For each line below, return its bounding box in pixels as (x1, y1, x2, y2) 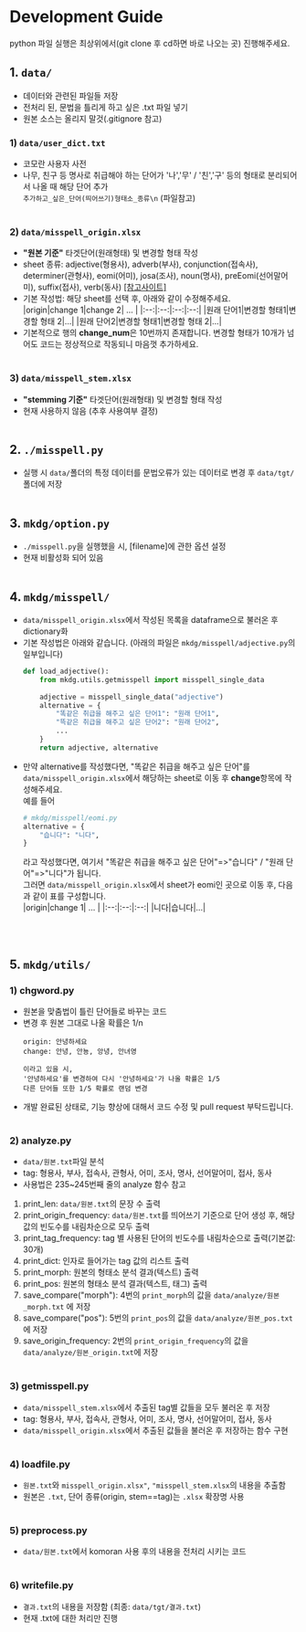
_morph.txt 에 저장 (22, 1301, 91, 1312)
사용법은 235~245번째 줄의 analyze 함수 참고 (22, 1179, 187, 1190)
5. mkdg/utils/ (9, 956, 91, 972)
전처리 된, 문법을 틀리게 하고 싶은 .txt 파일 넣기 (22, 101, 189, 112)
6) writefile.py (9, 1579, 74, 1592)
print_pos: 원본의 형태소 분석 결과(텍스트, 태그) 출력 (22, 1279, 208, 1290)
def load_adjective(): (22, 667, 110, 677)
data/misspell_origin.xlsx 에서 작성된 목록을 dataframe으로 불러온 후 (22, 615, 279, 626)
